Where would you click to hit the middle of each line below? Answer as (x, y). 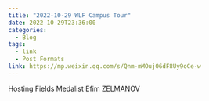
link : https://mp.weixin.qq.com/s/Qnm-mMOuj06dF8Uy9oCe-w (104, 67)
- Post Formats (40, 60)
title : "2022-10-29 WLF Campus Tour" (70, 15)
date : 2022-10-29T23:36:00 (52, 23)
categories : (27, 30)
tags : (17, 45)
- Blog (26, 37)
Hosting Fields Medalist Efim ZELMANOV (74, 88)
